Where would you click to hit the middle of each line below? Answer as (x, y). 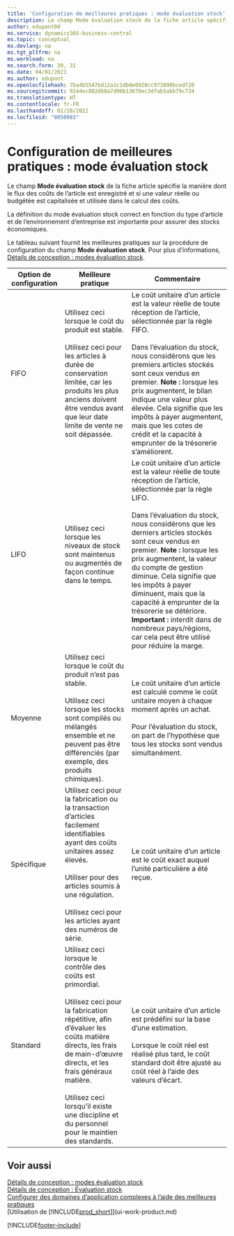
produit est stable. (94, 329)
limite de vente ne (94, 425)
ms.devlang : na (29, 46)
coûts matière (87, 1036)
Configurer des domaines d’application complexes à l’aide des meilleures (112, 1197)
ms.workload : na (31, 59)
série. (74, 938)
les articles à (86, 356)
